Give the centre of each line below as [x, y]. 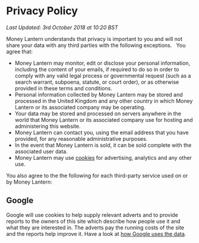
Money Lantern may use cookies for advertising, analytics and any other [103, 157]
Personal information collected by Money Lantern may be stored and [99, 94]
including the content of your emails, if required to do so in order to [97, 69]
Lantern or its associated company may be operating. [80, 107]
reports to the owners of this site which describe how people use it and [93, 221]
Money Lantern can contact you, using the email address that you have [102, 132]
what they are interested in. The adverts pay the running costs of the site [95, 228]
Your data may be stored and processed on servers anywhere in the [98, 113]
